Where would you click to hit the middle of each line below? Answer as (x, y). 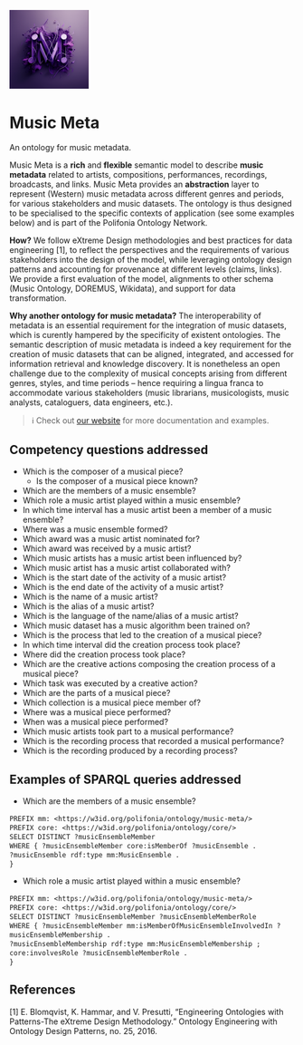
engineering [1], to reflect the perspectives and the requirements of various (149, 250)
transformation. (38, 298)
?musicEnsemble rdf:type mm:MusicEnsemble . (95, 856)
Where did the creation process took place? (104, 654)
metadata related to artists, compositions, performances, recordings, (138, 175)
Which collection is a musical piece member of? (112, 702)
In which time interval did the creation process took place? (132, 645)
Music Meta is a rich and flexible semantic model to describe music (137, 165)
